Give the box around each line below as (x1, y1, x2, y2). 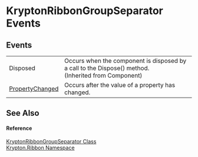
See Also (6, 108, 39, 118)
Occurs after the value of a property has (64, 81, 176, 89)
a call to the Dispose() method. (64, 64, 150, 72)
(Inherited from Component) (64, 72, 143, 79)
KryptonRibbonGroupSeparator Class (6, 138, 97, 145)
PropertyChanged (9, 85, 59, 92)
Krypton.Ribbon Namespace (6, 144, 75, 151)
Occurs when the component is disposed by (64, 57, 187, 65)
